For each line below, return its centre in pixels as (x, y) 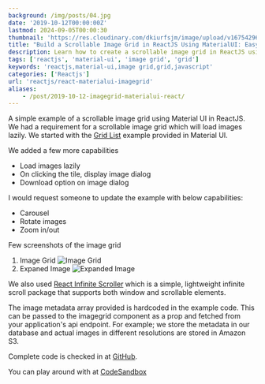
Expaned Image (45, 269)
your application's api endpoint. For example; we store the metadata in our (129, 325)
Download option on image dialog (74, 183)
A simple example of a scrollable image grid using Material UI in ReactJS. (127, 118)
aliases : (22, 89)
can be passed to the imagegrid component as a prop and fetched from (124, 316)
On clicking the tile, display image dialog (85, 174)
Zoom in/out (39, 230)
